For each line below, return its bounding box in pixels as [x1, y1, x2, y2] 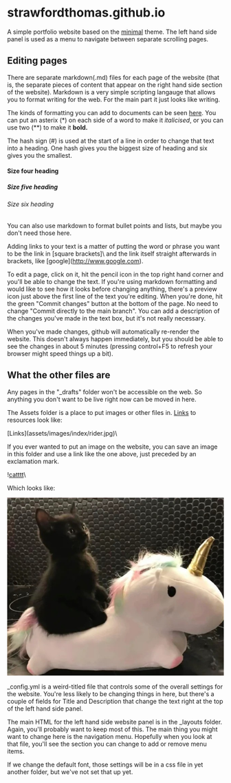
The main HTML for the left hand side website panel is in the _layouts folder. [7, 718, 223, 726]
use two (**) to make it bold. [7, 123, 88, 132]
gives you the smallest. [7, 151, 72, 159]
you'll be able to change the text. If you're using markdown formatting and [7, 277, 217, 285]
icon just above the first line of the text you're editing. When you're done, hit [7, 292, 223, 301]
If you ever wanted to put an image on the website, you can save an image [7, 443, 218, 451]
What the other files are [7, 369, 111, 381]
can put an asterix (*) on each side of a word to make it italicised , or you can [7, 116, 223, 124]
